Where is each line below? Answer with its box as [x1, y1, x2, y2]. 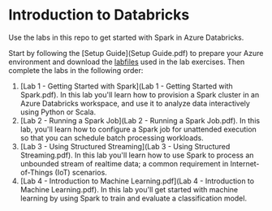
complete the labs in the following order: [8, 65, 144, 75]
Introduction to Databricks [8, 6, 190, 24]
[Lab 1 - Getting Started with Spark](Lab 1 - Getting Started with [19, 81, 233, 91]
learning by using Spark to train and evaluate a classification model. [19, 193, 248, 203]
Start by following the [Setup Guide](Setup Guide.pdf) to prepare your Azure [8, 48, 264, 58]
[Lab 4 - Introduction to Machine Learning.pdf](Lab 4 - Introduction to [19, 176, 254, 186]
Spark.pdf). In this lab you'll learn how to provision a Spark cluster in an [19, 89, 260, 99]
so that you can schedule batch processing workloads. [19, 132, 205, 143]
